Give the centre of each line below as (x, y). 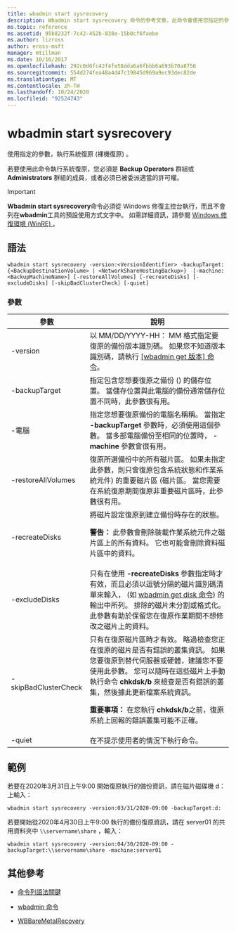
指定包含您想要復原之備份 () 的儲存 (147, 380)
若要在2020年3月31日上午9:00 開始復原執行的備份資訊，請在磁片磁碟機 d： (117, 786)
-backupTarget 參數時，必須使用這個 (152, 425)
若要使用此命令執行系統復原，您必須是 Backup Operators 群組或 (101, 169)
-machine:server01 (135, 850)
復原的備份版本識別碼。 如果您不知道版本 (157, 347)
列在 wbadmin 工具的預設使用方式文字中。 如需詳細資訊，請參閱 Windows (113, 214)
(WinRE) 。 (43, 224)
